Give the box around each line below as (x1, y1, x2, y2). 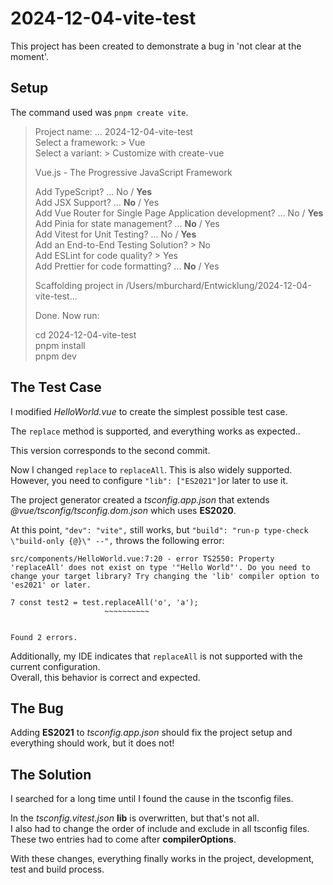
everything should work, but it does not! (10, 737, 175, 749)
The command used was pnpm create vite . (10, 106, 189, 118)
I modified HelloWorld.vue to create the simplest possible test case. (10, 405, 288, 417)
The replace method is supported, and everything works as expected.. (10, 425, 301, 437)
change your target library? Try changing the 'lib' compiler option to (10, 571, 320, 581)
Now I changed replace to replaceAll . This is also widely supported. (10, 463, 293, 476)
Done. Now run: (34, 309, 100, 321)
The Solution (10, 766, 92, 783)
